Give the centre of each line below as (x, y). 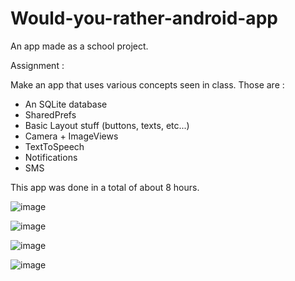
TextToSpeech (54, 146)
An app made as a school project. (79, 46)
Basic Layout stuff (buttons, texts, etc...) (107, 125)
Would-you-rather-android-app (144, 18)
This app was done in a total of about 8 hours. (105, 187)
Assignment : (37, 65)
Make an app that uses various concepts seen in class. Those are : (147, 84)
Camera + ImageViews (71, 136)
